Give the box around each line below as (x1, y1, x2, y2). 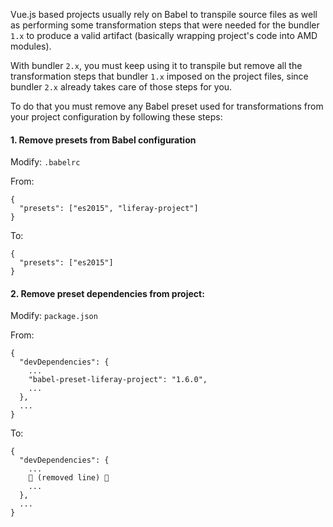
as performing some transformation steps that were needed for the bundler (10, 19, 320, 31)
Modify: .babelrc (10, 156, 81, 168)
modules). (10, 40, 52, 52)
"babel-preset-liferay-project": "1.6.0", (28, 375, 208, 385)
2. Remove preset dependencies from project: (10, 287, 205, 299)
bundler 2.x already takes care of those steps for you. (10, 81, 233, 93)
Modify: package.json (10, 310, 98, 322)
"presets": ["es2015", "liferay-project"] (19, 204, 199, 214)
